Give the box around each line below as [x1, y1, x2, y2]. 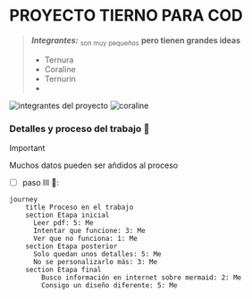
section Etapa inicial [25, 211, 110, 220]
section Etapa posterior [25, 242, 118, 251]
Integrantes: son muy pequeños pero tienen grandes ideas [30, 35, 241, 47]
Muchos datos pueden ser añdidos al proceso [9, 160, 179, 170]
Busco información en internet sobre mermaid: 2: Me [41, 273, 242, 282]
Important [9, 143, 46, 154]
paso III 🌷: [21, 178, 60, 188]
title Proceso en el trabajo [25, 203, 134, 212]
